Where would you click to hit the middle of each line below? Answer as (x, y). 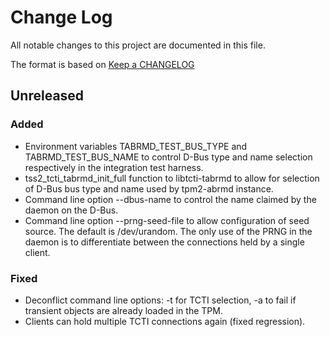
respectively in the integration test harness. (114, 167)
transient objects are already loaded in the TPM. (123, 310)
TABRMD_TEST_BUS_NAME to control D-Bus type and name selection (168, 157)
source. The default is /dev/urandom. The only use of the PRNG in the (168, 231)
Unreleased (47, 96)
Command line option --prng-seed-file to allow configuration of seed (167, 220)
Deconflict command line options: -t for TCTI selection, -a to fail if (160, 300)
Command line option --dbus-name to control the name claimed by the (170, 199)
